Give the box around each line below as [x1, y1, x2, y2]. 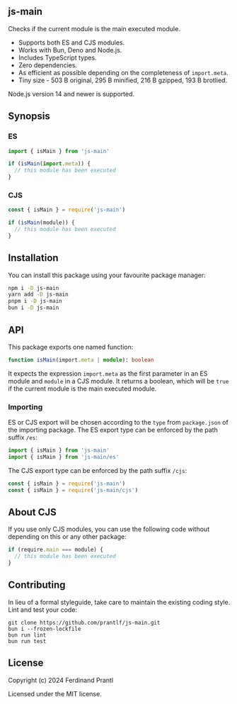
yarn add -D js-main [8, 291, 69, 298]
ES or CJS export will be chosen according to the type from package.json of [8, 418, 229, 427]
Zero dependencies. [18, 60, 77, 69]
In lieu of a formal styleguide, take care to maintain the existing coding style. [8, 598, 231, 606]
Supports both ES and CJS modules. [18, 38, 125, 47]
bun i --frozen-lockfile [8, 625, 81, 632]
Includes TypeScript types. [18, 53, 98, 62]
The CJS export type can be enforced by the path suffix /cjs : [8, 466, 187, 474]
